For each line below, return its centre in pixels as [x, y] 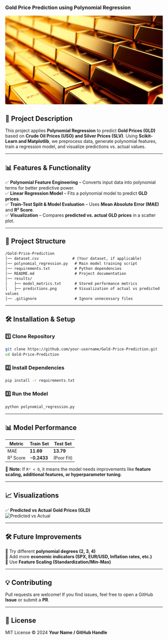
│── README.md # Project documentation [66, 273]
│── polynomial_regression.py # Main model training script [71, 263]
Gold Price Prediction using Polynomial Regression [68, 8]
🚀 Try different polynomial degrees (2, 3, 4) [50, 551]
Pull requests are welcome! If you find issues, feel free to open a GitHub [79, 595]
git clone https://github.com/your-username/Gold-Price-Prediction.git [81, 349]
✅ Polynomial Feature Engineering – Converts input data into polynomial [80, 182]
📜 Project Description [39, 119]
